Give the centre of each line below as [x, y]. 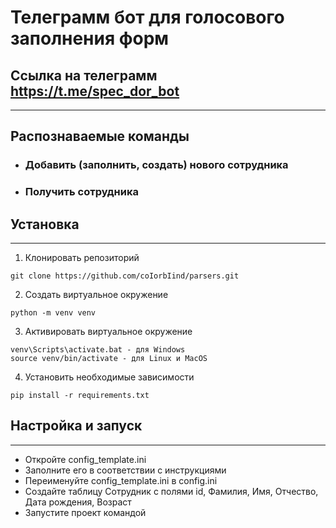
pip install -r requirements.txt [80, 396]
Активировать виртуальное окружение [108, 332]
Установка [45, 224]
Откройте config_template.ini [85, 459]
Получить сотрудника [81, 192]
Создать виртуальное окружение [96, 295]
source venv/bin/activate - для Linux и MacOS [109, 359]
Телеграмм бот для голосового [147, 17]
